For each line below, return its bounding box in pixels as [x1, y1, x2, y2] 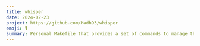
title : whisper [6, 8, 44, 15]
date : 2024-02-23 [6, 14, 49, 20]
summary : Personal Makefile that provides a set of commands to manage [6, 31, 187, 37]
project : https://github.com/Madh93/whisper [6, 20, 118, 26]
